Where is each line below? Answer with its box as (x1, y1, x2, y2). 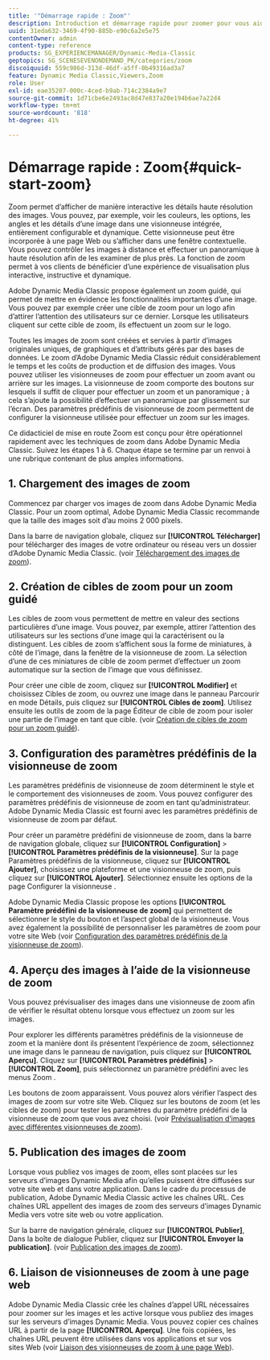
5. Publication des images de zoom (8, 1145, 186, 1159)
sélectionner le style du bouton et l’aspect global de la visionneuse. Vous (8, 914, 250, 924)
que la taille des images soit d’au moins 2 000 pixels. (8, 516, 183, 525)
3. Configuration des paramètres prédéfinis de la (8, 746, 257, 760)
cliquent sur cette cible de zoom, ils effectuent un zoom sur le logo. (8, 319, 231, 330)
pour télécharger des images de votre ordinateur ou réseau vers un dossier (8, 540, 257, 549)
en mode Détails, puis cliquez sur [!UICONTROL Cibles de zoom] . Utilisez (8, 697, 252, 708)
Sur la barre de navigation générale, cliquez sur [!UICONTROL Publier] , (8, 1225, 245, 1235)
